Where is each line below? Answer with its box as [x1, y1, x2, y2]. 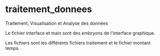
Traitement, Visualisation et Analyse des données [5, 20, 108, 26]
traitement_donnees [5, 4, 92, 15]
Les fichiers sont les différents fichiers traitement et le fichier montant [5, 39, 151, 46]
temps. [5, 45, 20, 51]
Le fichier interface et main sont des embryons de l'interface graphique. [5, 30, 155, 36]
